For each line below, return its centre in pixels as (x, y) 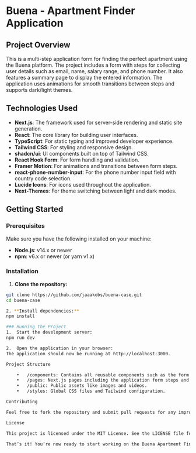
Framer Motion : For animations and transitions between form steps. (96, 166)
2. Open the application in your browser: (60, 348)
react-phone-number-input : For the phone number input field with (95, 172)
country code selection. (43, 178)
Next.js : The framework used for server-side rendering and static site (98, 122)
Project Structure (28, 364)
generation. (28, 128)
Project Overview (38, 45)
